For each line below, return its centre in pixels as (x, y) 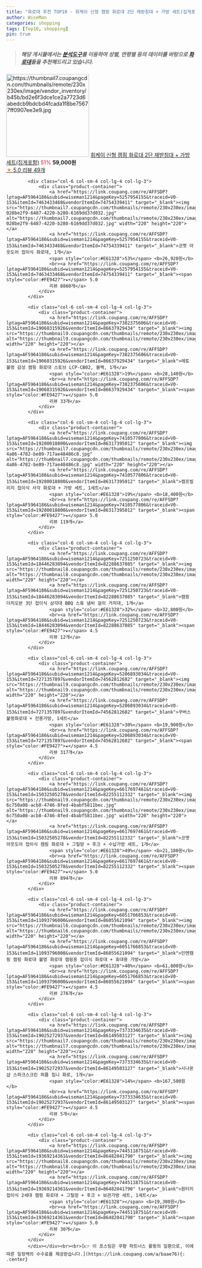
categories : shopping (33, 23)
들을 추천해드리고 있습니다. (62, 61)
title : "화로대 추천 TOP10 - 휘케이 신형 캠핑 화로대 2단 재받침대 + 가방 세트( (95, 12)
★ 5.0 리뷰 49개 (26, 170)
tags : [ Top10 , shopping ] (37, 29)
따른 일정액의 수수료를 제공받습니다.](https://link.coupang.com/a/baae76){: (96, 1254)
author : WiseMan (26, 17)
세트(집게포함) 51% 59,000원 (41, 163)
